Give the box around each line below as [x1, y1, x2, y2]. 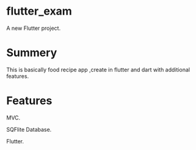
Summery [6, 46, 57, 60]
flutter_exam [6, 4, 72, 18]
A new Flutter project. [6, 24, 61, 32]
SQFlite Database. [6, 126, 52, 133]
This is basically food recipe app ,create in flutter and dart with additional [6, 66, 191, 73]
